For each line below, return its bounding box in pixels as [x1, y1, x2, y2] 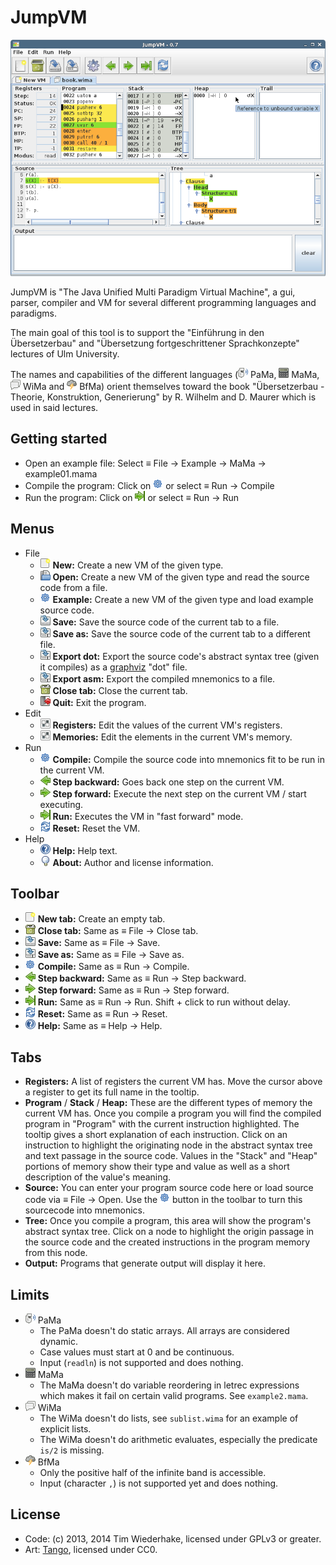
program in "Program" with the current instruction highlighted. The [24, 1118, 300, 1130]
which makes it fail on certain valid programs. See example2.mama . [39, 1390, 309, 1401]
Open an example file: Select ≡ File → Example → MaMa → [24, 457, 267, 469]
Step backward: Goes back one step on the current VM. [52, 776, 285, 788]
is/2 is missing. [39, 1444, 105, 1456]
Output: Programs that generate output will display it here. [24, 1257, 267, 1270]
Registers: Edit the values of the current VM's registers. [52, 719, 283, 731]
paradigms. [10, 307, 57, 319]
